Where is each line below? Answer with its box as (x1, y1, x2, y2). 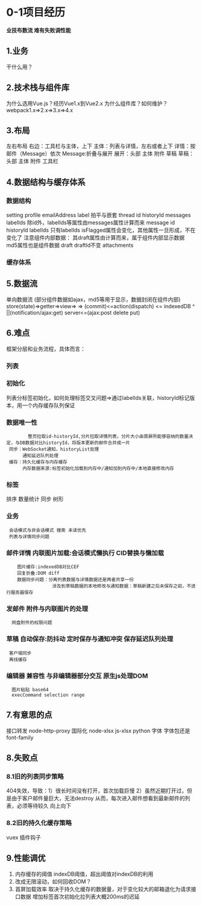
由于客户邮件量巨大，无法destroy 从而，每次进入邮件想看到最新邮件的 (11, 794, 185, 802)
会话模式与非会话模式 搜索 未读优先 (8, 527, 86, 533)
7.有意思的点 (6, 710, 52, 720)
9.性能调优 (6, 853, 46, 863)
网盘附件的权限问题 (11, 619, 52, 626)
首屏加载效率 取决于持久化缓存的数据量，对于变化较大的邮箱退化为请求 (14, 885, 191, 893)
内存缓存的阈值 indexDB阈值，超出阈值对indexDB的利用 (14, 870, 154, 878)
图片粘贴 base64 (11, 686, 49, 692)
